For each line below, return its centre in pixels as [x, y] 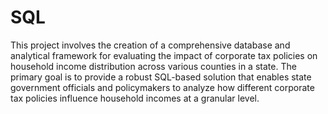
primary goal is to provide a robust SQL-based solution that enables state [161, 77]
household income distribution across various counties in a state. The [153, 66]
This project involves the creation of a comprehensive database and [150, 45]
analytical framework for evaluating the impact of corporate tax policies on [164, 55]
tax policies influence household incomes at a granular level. [135, 98]
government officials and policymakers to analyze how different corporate [162, 87]
